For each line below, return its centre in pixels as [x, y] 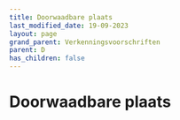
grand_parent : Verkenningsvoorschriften [85, 42]
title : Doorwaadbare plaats [61, 17]
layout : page [33, 34]
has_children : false [47, 58]
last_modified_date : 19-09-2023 [69, 26]
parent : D [27, 50]
